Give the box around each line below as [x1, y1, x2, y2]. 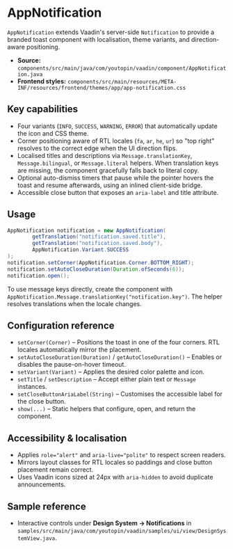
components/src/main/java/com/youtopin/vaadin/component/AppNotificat [17, 65, 227, 72]
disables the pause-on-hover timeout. [17, 360, 127, 369]
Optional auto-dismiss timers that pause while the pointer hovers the [17, 173, 214, 182]
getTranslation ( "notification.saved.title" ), [32, 233, 167, 241]
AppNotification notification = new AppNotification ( [7, 227, 167, 234]
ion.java [17, 71, 43, 78]
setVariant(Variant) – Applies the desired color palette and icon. [17, 367, 205, 376]
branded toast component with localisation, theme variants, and [7, 35, 190, 43]
